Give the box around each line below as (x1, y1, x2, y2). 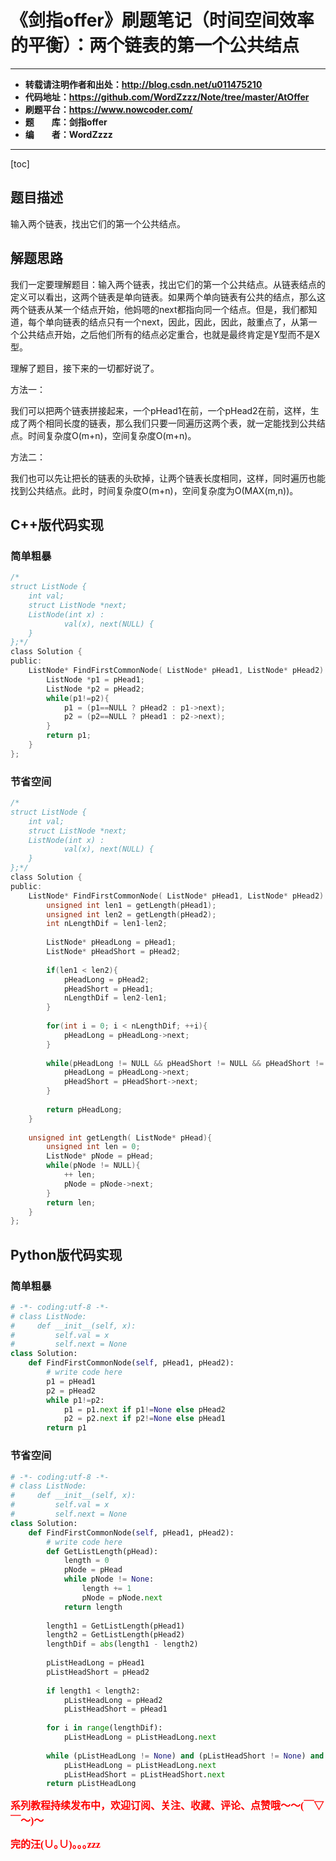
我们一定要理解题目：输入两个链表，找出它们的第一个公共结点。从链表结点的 (10, 278, 326, 290)
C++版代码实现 (10, 516, 105, 533)
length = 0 (63, 1556, 110, 1566)
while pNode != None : (63, 1574, 155, 1585)
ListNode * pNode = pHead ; (46, 1151, 155, 1161)
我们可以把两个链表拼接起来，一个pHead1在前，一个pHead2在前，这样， (10, 404, 311, 416)
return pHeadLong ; (46, 1104, 123, 1115)
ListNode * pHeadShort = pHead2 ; (46, 947, 182, 957)
